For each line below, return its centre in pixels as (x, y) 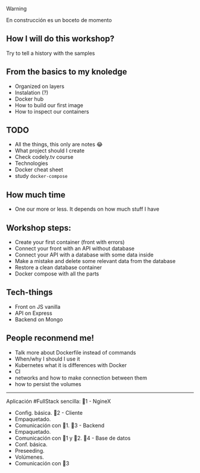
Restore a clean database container (58, 268)
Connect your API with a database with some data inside (84, 255)
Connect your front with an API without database (75, 249)
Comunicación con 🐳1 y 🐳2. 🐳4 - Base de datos (73, 438)
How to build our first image (49, 105)
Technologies (32, 164)
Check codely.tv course (44, 157)
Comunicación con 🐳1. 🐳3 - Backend (60, 425)
